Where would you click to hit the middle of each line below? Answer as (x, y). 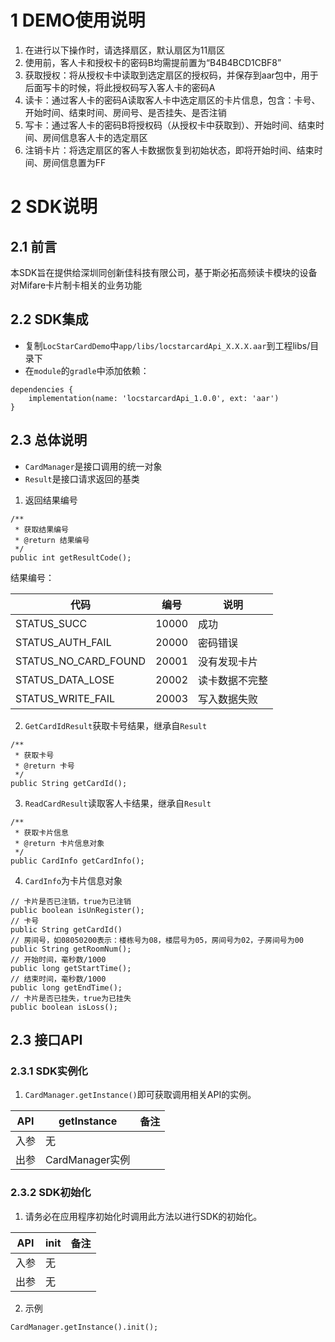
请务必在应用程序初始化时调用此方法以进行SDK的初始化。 (143, 1216)
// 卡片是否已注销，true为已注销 (71, 901)
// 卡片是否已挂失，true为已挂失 (71, 998)
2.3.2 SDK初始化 (51, 1193)
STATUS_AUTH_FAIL (63, 642)
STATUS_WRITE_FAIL (65, 698)
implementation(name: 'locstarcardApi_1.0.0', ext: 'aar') (154, 398)
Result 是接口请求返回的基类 (82, 478)
